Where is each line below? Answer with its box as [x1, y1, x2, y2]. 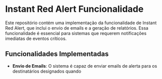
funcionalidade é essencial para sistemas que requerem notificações [5, 30, 147, 36]
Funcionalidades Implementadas [5, 50, 109, 58]
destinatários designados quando [12, 68, 81, 74]
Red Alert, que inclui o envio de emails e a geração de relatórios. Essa [5, 25, 149, 31]
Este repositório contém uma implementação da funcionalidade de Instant [5, 20, 157, 26]
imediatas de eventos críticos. [5, 36, 67, 41]
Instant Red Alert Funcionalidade [5, 3, 144, 15]
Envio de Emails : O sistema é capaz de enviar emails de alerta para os [12, 63, 158, 69]
